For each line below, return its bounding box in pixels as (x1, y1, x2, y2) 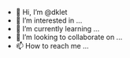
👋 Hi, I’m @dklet (15, 8, 68, 16)
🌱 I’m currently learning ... (15, 24, 100, 33)
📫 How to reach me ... (15, 42, 89, 50)
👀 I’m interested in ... (15, 16, 83, 25)
